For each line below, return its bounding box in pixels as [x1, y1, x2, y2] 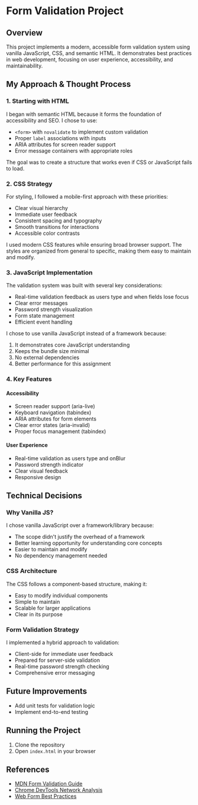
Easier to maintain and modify [14, 546, 87, 553]
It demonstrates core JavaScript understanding [14, 341, 130, 348]
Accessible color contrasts [14, 229, 80, 237]
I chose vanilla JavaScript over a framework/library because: [6, 522, 154, 529]
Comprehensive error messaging [14, 669, 95, 676]
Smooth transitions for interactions [14, 223, 99, 230]
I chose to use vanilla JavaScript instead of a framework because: [6, 330, 167, 337]
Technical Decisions [6, 491, 83, 500]
